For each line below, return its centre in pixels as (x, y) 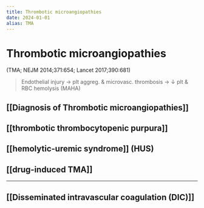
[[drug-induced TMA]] (49, 169)
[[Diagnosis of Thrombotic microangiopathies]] (98, 107)
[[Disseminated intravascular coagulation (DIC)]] (100, 197)
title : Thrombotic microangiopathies (54, 12)
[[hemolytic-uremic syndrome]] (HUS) (80, 149)
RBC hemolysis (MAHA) (51, 88)
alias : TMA (20, 23)
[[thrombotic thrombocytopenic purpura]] (87, 128)
